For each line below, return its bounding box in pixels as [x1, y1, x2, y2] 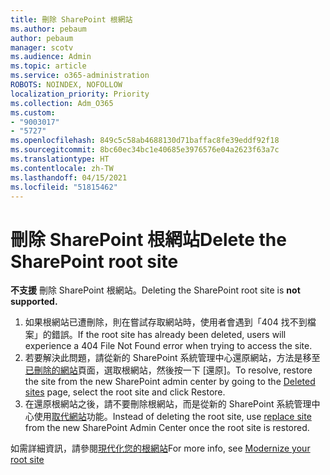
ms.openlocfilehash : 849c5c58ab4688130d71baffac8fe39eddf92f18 [10, 136, 280, 146]
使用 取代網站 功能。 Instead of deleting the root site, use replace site [33, 411, 312, 423]
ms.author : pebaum [10, 24, 87, 34]
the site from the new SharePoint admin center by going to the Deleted [24, 376, 316, 388]
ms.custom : [10, 107, 56, 118]
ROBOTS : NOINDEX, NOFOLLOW [10, 80, 123, 90]
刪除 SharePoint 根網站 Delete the [10, 228, 287, 251]
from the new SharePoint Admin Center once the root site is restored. [24, 422, 310, 434]
